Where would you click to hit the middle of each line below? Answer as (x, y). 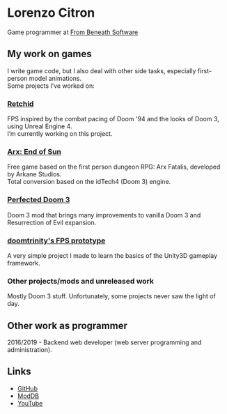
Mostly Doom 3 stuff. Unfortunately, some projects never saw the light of (111, 296)
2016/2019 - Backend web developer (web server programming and (104, 342)
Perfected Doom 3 (39, 200)
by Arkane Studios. (34, 174)
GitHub (28, 388)
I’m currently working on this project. (60, 134)
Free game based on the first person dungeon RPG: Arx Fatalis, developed (114, 167)
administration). (30, 350)
